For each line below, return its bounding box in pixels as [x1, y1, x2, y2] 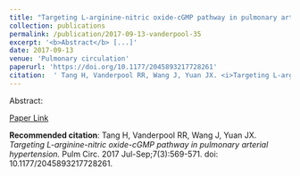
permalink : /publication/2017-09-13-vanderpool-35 [9, 29, 202, 38]
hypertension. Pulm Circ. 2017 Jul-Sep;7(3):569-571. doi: [9, 148, 219, 159]
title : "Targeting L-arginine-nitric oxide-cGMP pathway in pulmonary [9, 12, 278, 22]
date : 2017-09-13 [9, 46, 74, 55]
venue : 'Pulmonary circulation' [9, 54, 129, 63]
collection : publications [9, 21, 105, 30]
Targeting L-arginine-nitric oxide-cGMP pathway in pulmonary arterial [9, 139, 269, 149]
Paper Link [9, 112, 49, 123]
